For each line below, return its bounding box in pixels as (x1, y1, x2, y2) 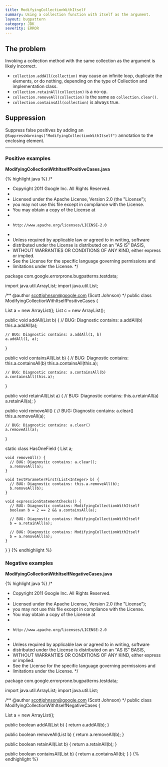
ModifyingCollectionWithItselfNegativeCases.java (5, 571, 112, 577)
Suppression (5, 113, 46, 122)
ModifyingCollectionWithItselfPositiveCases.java (5, 166, 110, 172)
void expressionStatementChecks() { (5, 499, 81, 504)
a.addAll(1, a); (5, 336, 39, 341)
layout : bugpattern (5, 16, 46, 21)
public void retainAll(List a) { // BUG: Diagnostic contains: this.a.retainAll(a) (5, 393, 159, 399)
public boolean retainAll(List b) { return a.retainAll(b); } (5, 741, 117, 747)
